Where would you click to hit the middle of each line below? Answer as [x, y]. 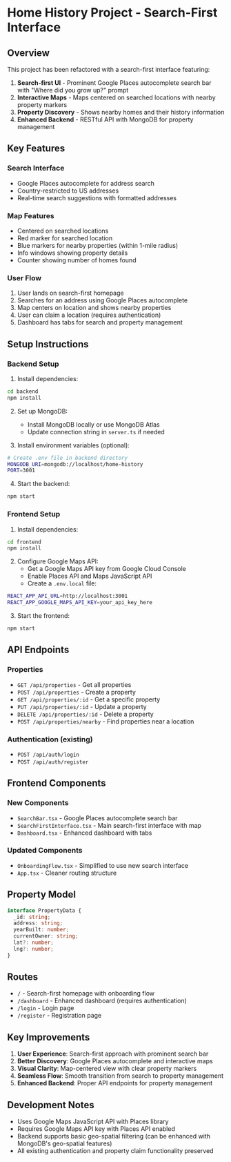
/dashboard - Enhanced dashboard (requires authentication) [102, 1001]
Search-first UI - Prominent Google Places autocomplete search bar [114, 83]
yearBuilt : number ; [41, 930]
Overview [29, 53]
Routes [23, 977]
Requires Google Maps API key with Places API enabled [96, 1129]
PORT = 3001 [21, 471]
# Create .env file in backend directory [68, 458]
